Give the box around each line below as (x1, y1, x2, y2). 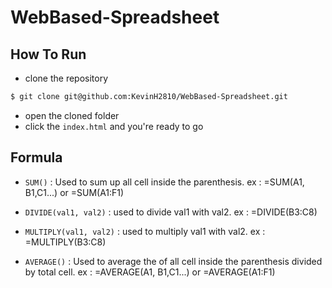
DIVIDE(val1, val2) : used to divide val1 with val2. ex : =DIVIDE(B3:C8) (24, 206, 318, 218)
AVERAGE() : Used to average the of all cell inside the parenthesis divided (24, 255, 323, 267)
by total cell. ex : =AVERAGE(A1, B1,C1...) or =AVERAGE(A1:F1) (24, 266, 276, 278)
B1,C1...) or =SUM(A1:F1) (24, 186, 125, 198)
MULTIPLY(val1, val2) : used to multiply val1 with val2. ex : (24, 225, 266, 237)
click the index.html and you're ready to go (24, 120, 204, 132)
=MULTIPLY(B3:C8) (24, 236, 107, 248)
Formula (10, 149, 63, 166)
